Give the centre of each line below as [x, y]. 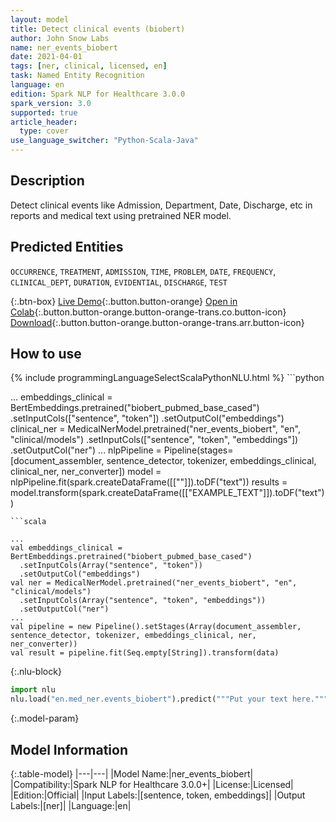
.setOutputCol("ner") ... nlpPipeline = [86, 450]
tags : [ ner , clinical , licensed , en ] [89, 66]
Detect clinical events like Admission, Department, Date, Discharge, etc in [161, 205]
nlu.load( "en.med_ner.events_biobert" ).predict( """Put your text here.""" [169, 699]
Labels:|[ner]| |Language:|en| [71, 805]
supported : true [44, 112]
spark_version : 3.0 [51, 103]
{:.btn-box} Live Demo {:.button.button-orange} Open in [124, 301]
